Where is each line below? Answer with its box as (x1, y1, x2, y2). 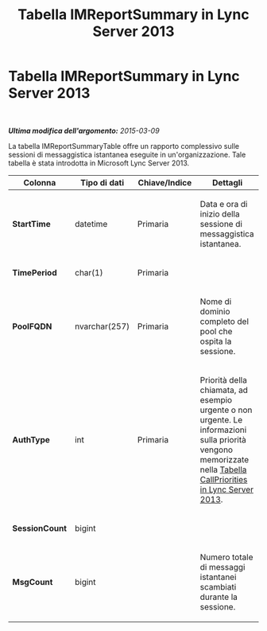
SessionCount (12, 523, 68, 534)
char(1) (74, 267, 103, 278)
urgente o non (199, 404, 253, 415)
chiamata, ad (199, 384, 249, 395)
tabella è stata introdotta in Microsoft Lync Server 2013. (8, 158, 190, 168)
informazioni (199, 424, 247, 435)
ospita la (199, 336, 232, 347)
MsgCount (12, 576, 53, 587)
